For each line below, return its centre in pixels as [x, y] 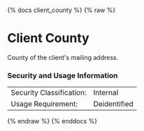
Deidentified [114, 104]
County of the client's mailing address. [63, 57]
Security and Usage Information [63, 75]
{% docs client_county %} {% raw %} [62, 10]
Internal [106, 93]
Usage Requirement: [44, 104]
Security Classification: [49, 93]
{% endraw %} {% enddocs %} [52, 121]
